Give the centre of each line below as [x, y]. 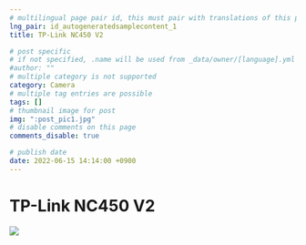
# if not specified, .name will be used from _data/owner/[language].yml [153, 60]
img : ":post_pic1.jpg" [52, 119]
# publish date [38, 153]
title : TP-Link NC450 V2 [56, 35]
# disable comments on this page [73, 128]
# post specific [40, 51]
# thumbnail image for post [63, 110]
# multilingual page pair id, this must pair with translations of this [150, 18]
